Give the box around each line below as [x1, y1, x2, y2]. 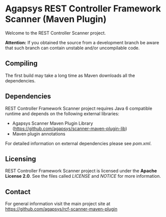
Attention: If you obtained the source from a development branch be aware [5, 39, 160, 45]
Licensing [5, 154, 36, 163]
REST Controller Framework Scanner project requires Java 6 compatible [5, 105, 153, 111]
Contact [5, 187, 31, 196]
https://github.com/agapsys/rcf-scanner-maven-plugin [5, 206, 117, 212]
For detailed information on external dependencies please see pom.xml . [5, 140, 152, 146]
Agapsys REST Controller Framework [5, 3, 161, 14]
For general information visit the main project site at [5, 201, 111, 207]
